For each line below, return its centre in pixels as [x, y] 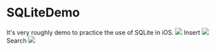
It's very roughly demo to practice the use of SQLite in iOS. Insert [104, 32]
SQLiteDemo [43, 13]
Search [17, 40]
